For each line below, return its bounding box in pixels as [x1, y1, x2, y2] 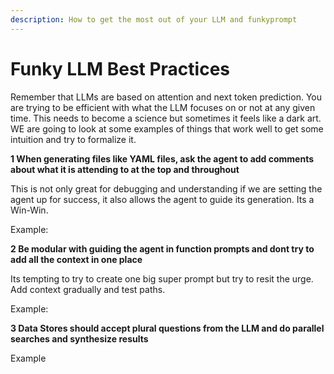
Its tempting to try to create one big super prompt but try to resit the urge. [10, 272, 314, 285]
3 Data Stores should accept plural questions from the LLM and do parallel [10, 322, 325, 334]
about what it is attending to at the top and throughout [10, 163, 240, 175]
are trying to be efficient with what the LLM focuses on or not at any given [10, 101, 316, 113]
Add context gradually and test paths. [10, 283, 166, 295]
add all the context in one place [10, 253, 143, 265]
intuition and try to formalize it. [10, 133, 137, 145]
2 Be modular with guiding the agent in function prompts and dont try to [10, 242, 315, 255]
